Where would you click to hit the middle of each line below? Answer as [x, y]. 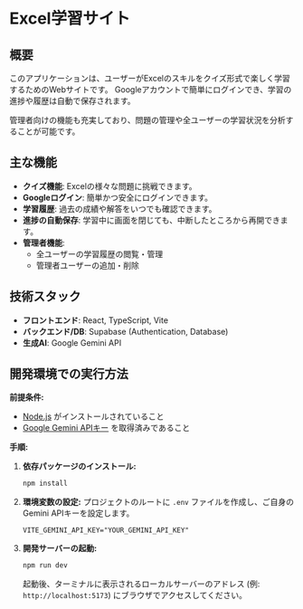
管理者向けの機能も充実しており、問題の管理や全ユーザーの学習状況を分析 [148, 120]
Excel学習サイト [70, 19]
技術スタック [45, 296]
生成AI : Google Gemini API [72, 343]
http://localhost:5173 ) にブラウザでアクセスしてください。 [134, 595]
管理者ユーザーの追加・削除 [88, 265]
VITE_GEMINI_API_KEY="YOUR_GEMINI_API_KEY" [106, 530]
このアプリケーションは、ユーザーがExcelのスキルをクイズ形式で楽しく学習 [150, 78]
